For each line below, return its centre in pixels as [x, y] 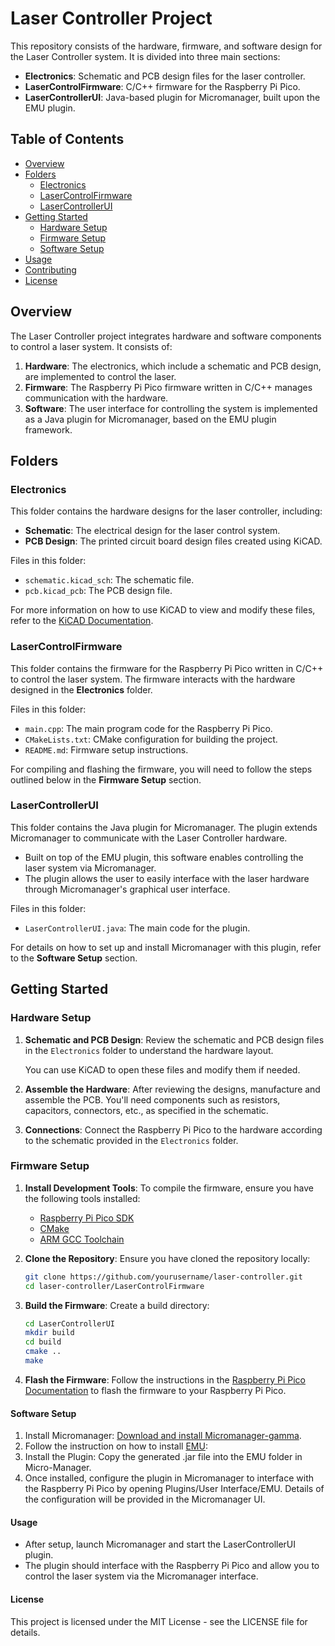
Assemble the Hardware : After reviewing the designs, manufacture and [172, 1089]
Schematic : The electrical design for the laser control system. [152, 531]
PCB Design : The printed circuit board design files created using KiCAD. [173, 541]
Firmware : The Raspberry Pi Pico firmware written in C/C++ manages [168, 387]
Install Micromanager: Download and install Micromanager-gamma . [163, 1436]
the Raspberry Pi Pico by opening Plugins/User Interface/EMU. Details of [174, 1489]
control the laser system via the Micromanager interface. [141, 1576]
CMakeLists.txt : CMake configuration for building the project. [151, 739]
